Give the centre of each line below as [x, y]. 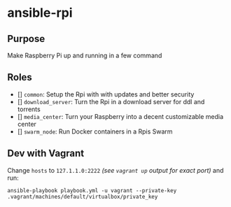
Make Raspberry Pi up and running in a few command [85, 55]
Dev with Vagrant [46, 154]
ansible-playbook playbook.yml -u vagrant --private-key [92, 190]
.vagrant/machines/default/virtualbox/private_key [83, 197]
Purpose [26, 39]
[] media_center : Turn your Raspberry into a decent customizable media [120, 116]
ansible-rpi [40, 13]
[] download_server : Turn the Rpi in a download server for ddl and [111, 101]
